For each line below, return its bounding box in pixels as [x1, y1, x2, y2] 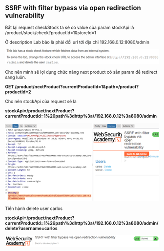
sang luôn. [5, 74, 26, 80]
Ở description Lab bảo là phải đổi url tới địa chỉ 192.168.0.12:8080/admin [5, 39, 150, 45]
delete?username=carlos [5, 226, 58, 231]
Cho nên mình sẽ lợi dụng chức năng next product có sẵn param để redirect [5, 69, 158, 75]
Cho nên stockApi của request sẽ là [5, 98, 77, 104]
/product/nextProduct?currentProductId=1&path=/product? [14, 84, 139, 89]
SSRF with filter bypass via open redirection [5, 4, 142, 12]
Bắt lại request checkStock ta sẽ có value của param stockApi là [5, 24, 134, 30]
